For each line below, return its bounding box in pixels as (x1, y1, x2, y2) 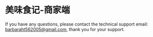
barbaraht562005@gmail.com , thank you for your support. (5, 26, 125, 32)
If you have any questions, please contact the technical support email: (5, 21, 149, 27)
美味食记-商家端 (5, 4, 70, 16)
